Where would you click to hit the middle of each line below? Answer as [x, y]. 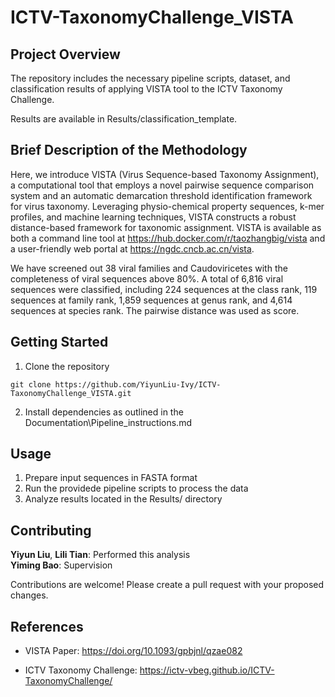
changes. [29, 595]
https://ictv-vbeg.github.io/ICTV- [207, 670]
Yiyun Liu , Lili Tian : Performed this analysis [100, 555]
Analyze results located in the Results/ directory [123, 499]
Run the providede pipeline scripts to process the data [136, 488]
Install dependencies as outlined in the [104, 412]
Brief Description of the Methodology [129, 150]
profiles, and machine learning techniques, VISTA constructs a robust [153, 217]
